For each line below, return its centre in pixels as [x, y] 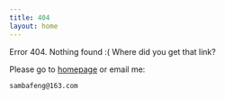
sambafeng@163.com [44, 85]
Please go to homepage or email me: [77, 69]
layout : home [34, 26]
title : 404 [30, 18]
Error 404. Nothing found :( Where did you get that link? [112, 51]
